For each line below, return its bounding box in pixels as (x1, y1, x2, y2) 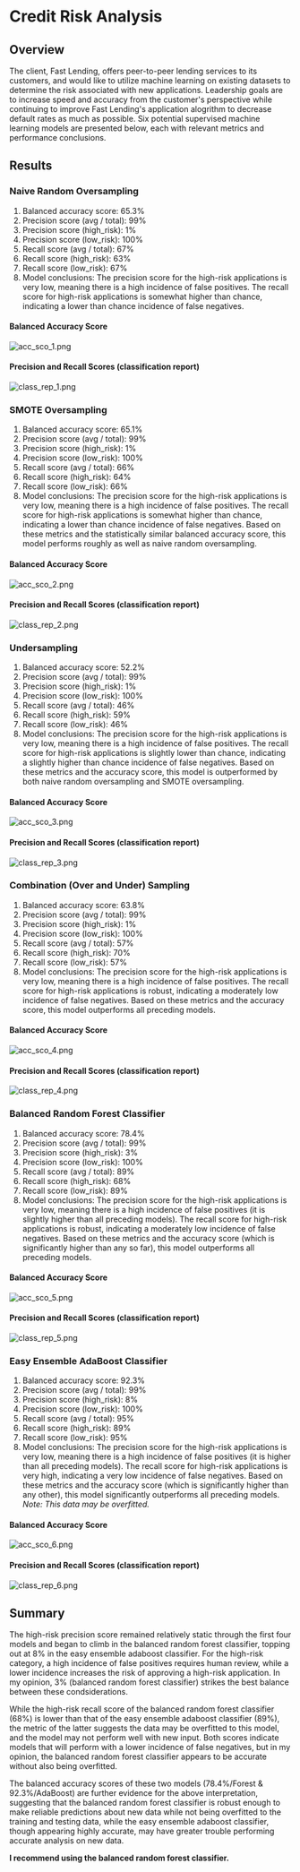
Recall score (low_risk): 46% (21, 719, 128, 730)
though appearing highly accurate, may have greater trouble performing (9, 1825, 275, 1837)
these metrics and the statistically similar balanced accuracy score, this (21, 528, 287, 539)
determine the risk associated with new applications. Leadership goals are (9, 85, 284, 95)
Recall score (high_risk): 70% (21, 947, 132, 957)
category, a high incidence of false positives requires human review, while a (9, 1658, 289, 1669)
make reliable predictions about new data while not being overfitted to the (9, 1807, 282, 1817)
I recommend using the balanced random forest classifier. (9, 1852, 230, 1864)
